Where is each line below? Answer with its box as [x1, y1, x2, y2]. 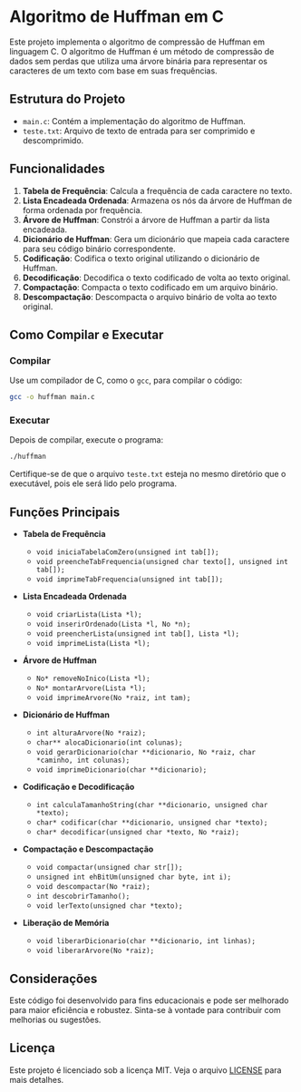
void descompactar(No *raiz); [35, 882, 151, 892]
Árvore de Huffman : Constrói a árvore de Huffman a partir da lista [22, 214, 270, 225]
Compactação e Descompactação [22, 843, 154, 854]
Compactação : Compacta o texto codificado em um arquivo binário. [22, 281, 278, 292]
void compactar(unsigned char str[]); [35, 863, 183, 873]
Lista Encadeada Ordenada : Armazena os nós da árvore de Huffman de [22, 195, 293, 206]
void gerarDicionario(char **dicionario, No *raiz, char [35, 748, 257, 757]
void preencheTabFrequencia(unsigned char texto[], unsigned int [35, 558, 288, 567]
